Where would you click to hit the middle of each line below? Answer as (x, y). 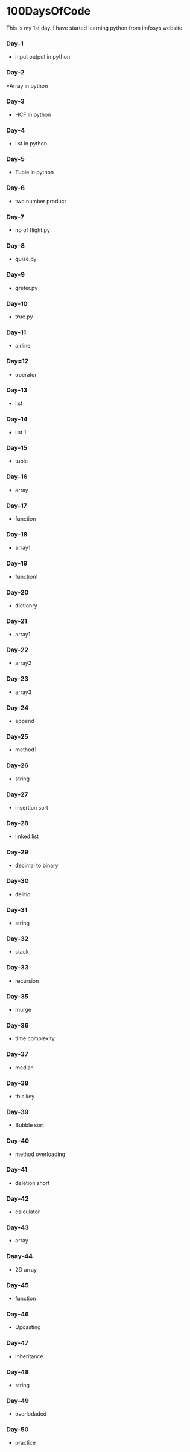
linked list (27, 836)
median (24, 1068)
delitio (23, 894)
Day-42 (17, 1198)
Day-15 (17, 448)
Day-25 (17, 736)
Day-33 (17, 968)
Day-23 (17, 679)
